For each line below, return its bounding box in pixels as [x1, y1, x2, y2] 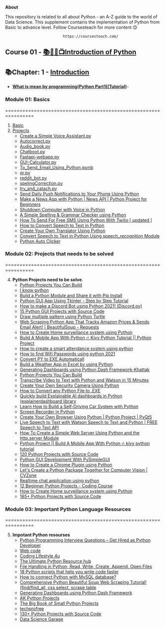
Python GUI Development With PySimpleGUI [19, 456, 110, 462]
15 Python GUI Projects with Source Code [19, 308, 105, 314]
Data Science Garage [19, 616, 63, 622]
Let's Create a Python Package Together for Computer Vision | [19, 467, 148, 473]
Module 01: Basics [5, 96, 50, 103]
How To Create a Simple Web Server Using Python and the [19, 430, 140, 436]
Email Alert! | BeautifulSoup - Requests [19, 324, 99, 330]
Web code [19, 548, 41, 554]
